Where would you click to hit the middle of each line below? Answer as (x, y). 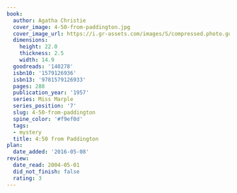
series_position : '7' (45, 106)
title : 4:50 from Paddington (56, 139)
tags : (21, 125)
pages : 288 (29, 86)
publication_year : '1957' (51, 93)
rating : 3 (27, 178)
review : (18, 159)
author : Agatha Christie (50, 21)
